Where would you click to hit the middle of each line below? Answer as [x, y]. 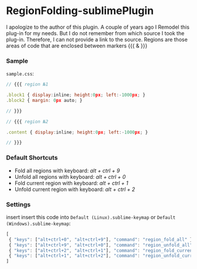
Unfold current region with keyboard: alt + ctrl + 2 [75, 189]
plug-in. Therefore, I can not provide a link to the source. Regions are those [97, 39]
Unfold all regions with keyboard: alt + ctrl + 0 [70, 176]
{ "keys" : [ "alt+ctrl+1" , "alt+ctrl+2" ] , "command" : [74, 256]
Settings [18, 205]
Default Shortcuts [32, 158]
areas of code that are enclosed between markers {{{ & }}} [77, 46]
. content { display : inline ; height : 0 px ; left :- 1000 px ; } [77, 132]
